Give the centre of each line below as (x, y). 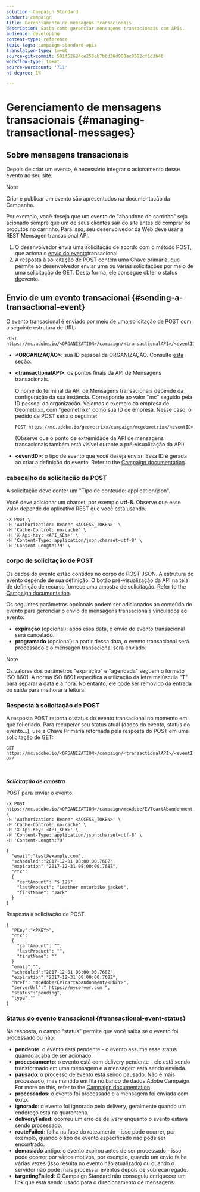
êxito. (21, 1100)
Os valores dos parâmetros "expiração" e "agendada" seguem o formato (95, 671)
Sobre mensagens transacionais (68, 155)
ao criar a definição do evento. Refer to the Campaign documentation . (100, 463)
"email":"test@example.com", (48, 856)
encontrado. (30, 1144)
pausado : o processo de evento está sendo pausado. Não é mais (95, 1074)
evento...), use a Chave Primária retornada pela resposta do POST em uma (98, 731)
